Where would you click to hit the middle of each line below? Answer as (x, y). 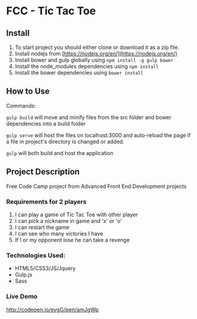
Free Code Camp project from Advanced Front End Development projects (96, 186)
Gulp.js (24, 275)
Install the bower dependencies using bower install (79, 72)
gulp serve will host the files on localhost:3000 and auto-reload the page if (98, 135)
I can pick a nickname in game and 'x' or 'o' (68, 221)
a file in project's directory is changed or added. (65, 141)
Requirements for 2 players (46, 202)
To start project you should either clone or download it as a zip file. (97, 47)
